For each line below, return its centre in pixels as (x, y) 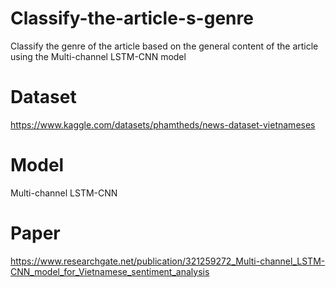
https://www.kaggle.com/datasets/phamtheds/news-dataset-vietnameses (163, 124)
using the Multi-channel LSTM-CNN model (98, 56)
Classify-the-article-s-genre (132, 18)
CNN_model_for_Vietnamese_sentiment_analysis (110, 271)
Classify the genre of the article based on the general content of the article (164, 46)
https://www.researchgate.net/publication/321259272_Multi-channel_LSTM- (168, 261)
